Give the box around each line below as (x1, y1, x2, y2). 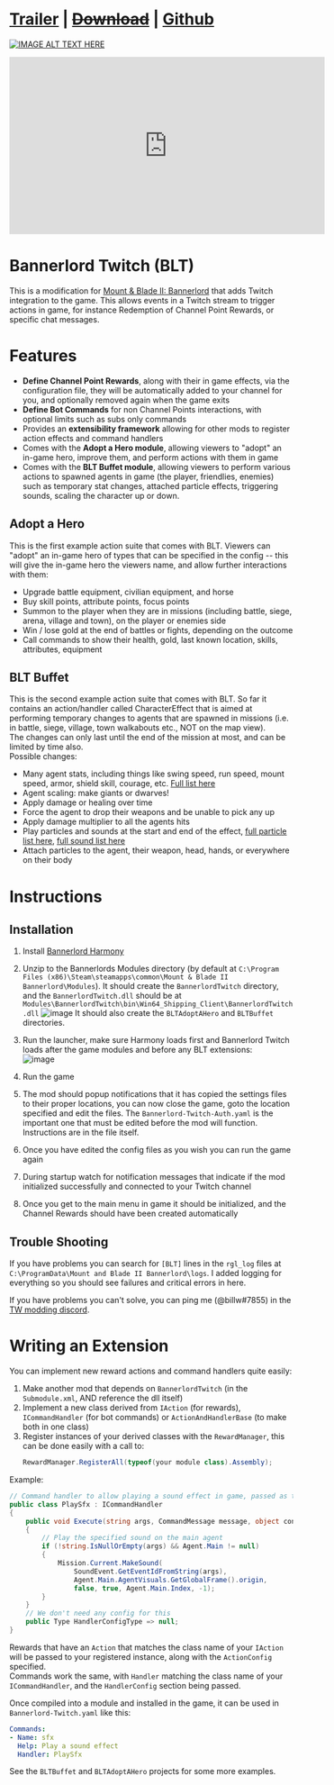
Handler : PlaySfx (17, 1750, 83, 1759)
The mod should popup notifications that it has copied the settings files (22, 1089, 287, 1100)
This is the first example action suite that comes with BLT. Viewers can (9, 540, 271, 551)
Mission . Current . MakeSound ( (57, 1559, 164, 1568)
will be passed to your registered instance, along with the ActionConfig (9, 1651, 273, 1662)
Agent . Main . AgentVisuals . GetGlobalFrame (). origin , (73, 1575, 268, 1584)
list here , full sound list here (22, 836, 126, 847)
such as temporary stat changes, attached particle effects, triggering (22, 480, 279, 491)
